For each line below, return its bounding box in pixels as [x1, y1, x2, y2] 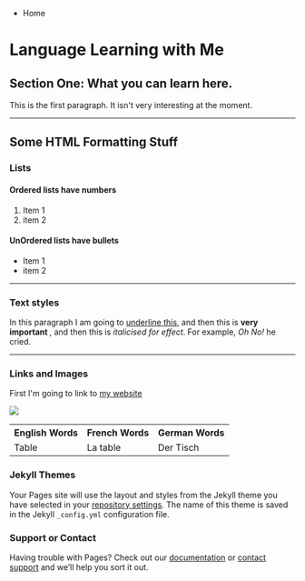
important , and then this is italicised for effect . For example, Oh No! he [9, 326, 277, 337]
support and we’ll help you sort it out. [9, 561, 149, 572]
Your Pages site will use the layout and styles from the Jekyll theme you [9, 489, 279, 500]
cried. [9, 336, 32, 347]
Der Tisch [157, 441, 200, 454]
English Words [14, 426, 79, 439]
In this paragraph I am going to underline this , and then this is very [9, 317, 259, 328]
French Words [86, 426, 150, 439]
